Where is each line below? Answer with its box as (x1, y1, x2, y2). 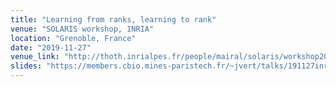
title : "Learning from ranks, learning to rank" (10, 14, 217, 25)
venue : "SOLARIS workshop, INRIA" (10, 24, 155, 34)
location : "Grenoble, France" (10, 33, 137, 43)
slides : (10, 61, 43, 71)
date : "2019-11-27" (10, 42, 92, 53)
